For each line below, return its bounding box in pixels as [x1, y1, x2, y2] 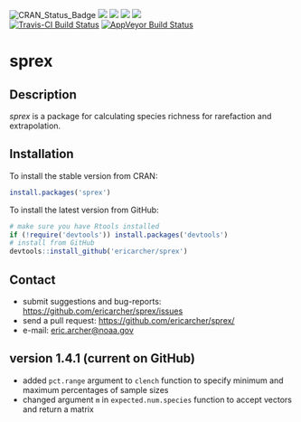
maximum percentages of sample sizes [22, 384, 169, 395]
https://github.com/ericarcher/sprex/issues [22, 305, 183, 316]
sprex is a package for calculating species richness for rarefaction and [9, 111, 272, 121]
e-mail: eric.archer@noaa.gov [22, 325, 134, 335]
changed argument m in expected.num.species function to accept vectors [22, 394, 292, 405]
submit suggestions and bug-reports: [22, 296, 162, 306]
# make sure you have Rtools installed [9, 221, 160, 230]
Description [9, 87, 77, 102]
